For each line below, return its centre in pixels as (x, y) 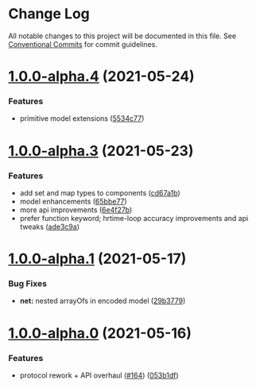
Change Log (49, 14)
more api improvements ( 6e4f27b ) (76, 210)
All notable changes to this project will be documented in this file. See (122, 36)
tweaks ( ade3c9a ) (49, 227)
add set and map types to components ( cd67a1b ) (100, 192)
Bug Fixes (28, 284)
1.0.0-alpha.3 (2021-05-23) (101, 151)
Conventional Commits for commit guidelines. (83, 44)
